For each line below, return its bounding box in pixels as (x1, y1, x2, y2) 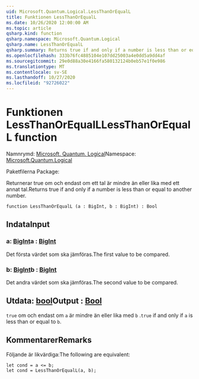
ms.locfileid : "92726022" (6, 80, 70, 86)
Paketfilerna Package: (6, 168, 60, 175)
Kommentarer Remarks (6, 335, 92, 345)
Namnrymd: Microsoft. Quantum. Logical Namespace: (6, 150, 136, 157)
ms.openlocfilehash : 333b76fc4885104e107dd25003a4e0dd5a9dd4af (6, 53, 166, 59)
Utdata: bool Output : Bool (6, 296, 102, 306)
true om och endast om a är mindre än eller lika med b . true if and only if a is (6, 312, 193, 319)
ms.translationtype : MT (6, 63, 65, 70)
